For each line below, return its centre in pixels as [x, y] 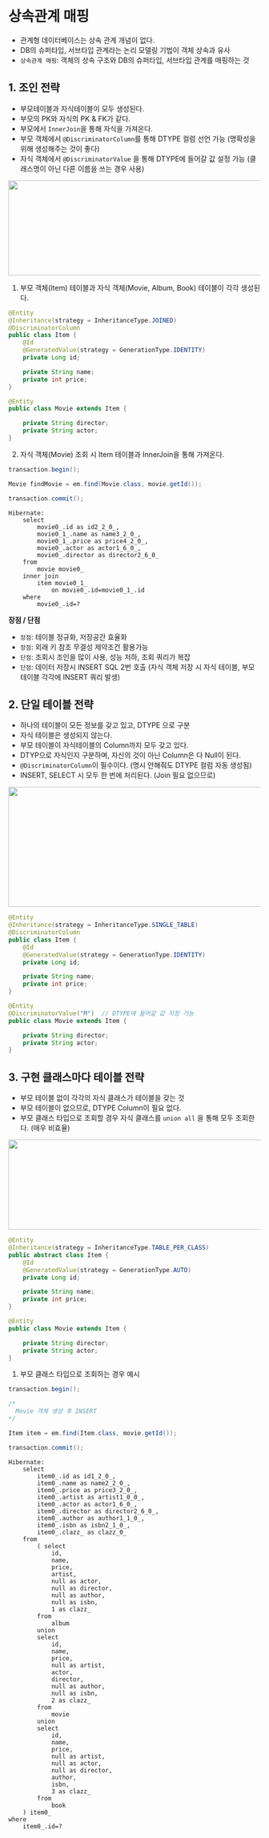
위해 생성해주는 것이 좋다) [60, 148]
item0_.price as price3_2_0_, [87, 1490]
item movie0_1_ [62, 583]
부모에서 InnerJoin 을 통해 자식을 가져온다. [86, 128]
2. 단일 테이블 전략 [51, 704]
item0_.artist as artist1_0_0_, [91, 1497]
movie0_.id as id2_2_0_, [78, 527]
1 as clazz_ [71, 1609]
